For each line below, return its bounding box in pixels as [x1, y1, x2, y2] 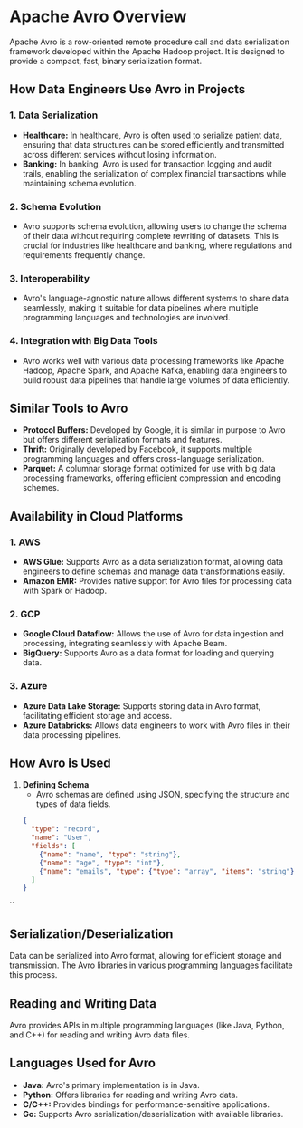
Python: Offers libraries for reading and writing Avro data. [22, 1089, 238, 1100]
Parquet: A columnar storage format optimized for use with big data [22, 464, 276, 474]
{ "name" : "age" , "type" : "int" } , [39, 858, 166, 867]
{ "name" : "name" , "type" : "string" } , [39, 849, 182, 859]
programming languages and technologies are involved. [22, 312, 231, 323]
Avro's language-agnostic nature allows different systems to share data [22, 292, 289, 304]
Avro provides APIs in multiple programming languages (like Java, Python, [9, 1019, 285, 1030]
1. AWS [9, 536, 41, 549]
